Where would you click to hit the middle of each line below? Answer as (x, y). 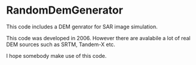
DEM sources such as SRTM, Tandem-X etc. (61, 44)
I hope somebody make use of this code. (56, 56)
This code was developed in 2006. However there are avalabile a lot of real (98, 38)
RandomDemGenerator (65, 10)
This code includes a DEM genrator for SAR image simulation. (82, 27)
